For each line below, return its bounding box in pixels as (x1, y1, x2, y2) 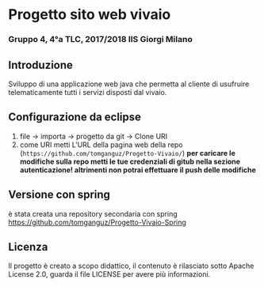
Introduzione (8, 58, 74, 72)
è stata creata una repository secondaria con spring (8, 209, 178, 218)
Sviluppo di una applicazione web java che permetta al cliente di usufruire (8, 79, 250, 89)
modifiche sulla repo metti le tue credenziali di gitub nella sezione (19, 157, 240, 166)
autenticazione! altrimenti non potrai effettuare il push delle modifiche (19, 164, 256, 175)
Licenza (8, 240, 48, 254)
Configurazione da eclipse (8, 111, 141, 124)
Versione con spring (8, 188, 111, 202)
